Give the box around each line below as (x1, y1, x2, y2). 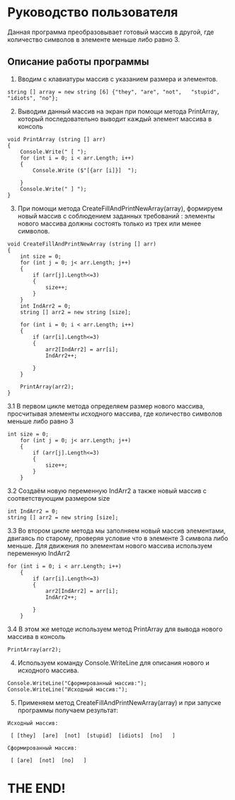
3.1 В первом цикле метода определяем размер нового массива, (7, 401, 205, 410)
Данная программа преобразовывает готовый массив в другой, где (7, 28, 214, 36)
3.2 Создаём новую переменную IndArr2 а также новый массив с (7, 487, 207, 495)
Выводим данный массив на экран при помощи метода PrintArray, (17, 107, 219, 116)
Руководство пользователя (7, 4, 178, 21)
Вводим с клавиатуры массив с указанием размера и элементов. (17, 74, 218, 83)
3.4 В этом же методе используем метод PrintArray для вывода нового (7, 625, 223, 633)
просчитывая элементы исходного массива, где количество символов (7, 409, 223, 418)
